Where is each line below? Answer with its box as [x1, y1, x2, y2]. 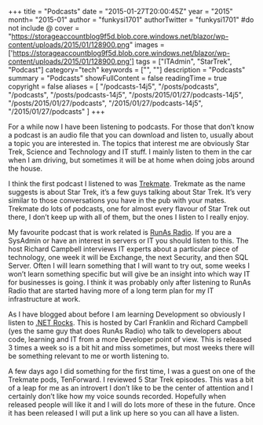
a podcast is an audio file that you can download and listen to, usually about [8, 130, 254, 140]
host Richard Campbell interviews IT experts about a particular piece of [8, 244, 239, 254]
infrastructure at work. [8, 295, 81, 303]
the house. [8, 164, 43, 173]
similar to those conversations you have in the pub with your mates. [8, 196, 227, 205]
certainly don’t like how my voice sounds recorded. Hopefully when [8, 392, 226, 401]
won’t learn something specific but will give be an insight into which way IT [8, 269, 251, 278]
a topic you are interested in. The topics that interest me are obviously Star [8, 139, 250, 148]
